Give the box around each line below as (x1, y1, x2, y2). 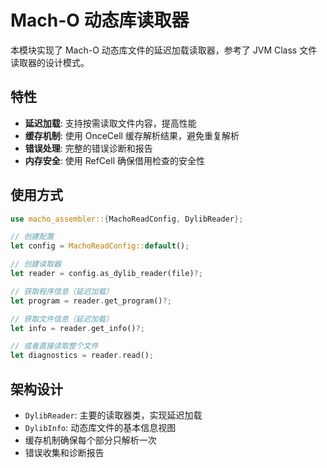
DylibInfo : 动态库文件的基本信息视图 (24, 422, 177, 433)
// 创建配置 (10, 232, 55, 242)
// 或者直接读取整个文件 (10, 341, 99, 351)
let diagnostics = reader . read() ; (10, 351, 155, 361)
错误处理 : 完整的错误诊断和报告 (24, 142, 153, 154)
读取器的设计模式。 (10, 56, 90, 68)
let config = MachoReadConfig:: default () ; (10, 241, 190, 251)
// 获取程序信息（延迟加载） (10, 286, 114, 296)
